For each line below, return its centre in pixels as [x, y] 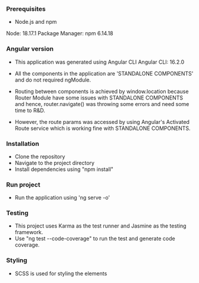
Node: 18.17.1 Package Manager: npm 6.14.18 [60, 33]
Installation [23, 144]
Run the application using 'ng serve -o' [62, 198]
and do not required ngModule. [53, 80]
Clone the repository [40, 156]
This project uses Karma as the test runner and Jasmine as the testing [100, 226]
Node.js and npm [36, 22]
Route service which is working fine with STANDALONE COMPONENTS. [102, 128]
